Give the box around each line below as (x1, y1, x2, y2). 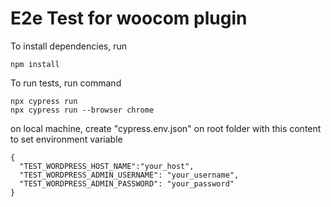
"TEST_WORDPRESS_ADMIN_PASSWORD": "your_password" (19, 178, 235, 189)
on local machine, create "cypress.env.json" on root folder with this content (10, 122, 322, 134)
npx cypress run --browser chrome (10, 105, 155, 115)
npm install (10, 59, 60, 69)
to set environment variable (10, 133, 123, 145)
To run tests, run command (10, 77, 122, 89)
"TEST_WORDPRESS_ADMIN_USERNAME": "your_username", (19, 170, 240, 180)
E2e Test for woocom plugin (10, 7, 248, 30)
